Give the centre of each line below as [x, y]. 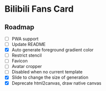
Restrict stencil [27, 55]
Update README [29, 45]
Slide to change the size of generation [50, 77]
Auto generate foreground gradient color [53, 50]
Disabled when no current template [47, 72]
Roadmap [20, 27]
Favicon [20, 61]
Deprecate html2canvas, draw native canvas [56, 83]
